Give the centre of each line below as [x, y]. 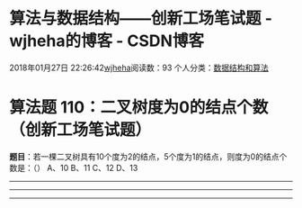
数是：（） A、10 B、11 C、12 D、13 [74, 167]
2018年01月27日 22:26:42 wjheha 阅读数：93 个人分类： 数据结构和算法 [139, 68]
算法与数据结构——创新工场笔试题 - [141, 18]
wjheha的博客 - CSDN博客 [107, 41]
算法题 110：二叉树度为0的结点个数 [139, 108]
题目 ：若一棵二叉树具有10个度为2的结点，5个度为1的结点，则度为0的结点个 [148, 156]
